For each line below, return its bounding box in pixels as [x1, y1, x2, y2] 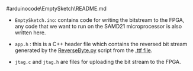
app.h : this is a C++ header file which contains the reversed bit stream [14, 41, 188, 47]
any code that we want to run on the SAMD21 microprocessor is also [14, 23, 182, 30]
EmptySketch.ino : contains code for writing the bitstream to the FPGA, [14, 17, 185, 23]
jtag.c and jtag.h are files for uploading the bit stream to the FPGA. [14, 59, 182, 65]
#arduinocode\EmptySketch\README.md [6, 5, 107, 12]
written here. [14, 29, 46, 36]
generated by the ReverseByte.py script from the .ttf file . [14, 47, 153, 54]
